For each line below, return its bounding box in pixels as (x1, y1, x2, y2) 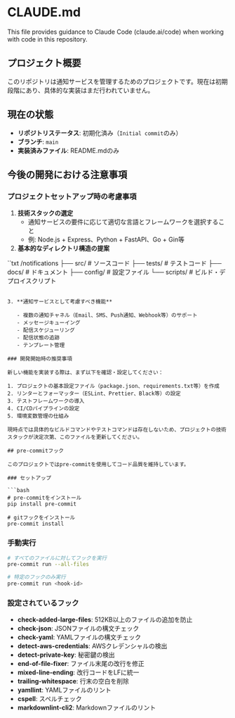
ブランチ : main (17, 137, 59, 146)
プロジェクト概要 (7, 57, 81, 69)
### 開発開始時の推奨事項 (7, 355, 72, 363)
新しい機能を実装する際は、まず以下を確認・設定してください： (7, 369, 164, 377)
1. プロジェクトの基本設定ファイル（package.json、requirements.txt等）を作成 (7, 383, 220, 390)
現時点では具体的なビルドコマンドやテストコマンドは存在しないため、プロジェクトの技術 (7, 427, 227, 434)
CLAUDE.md (7, 4, 81, 20)
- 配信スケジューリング (16, 327, 75, 334)
